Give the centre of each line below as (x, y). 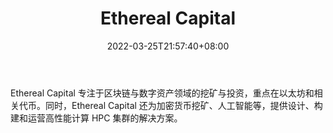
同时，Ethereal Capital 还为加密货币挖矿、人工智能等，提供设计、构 (183, 105)
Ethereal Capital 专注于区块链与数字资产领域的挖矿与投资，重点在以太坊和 (162, 93)
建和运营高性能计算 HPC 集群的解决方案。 (96, 118)
